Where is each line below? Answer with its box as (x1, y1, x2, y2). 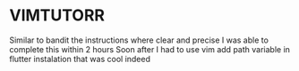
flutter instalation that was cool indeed (9, 53, 150, 64)
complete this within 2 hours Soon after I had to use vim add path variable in (9, 43, 291, 54)
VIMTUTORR (9, 5, 106, 26)
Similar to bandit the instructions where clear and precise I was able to (9, 35, 269, 45)
